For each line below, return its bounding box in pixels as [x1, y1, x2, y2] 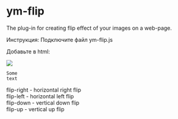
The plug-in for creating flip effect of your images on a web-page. [6, 24, 173, 32]
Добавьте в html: [6, 47, 51, 55]
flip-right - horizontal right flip [6, 86, 81, 93]
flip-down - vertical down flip [6, 99, 80, 106]
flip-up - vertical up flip [6, 105, 65, 113]
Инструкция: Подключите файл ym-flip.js [6, 36, 113, 43]
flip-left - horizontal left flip [6, 92, 74, 100]
